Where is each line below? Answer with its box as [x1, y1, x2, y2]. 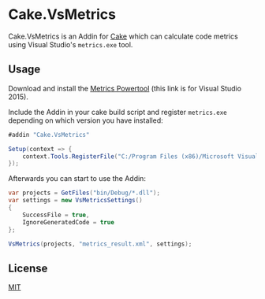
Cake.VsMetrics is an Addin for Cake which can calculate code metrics [8, 31, 238, 41]
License [8, 261, 48, 275]
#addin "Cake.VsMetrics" [8, 131, 90, 138]
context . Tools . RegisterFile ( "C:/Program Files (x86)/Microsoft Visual [22, 152, 259, 161]
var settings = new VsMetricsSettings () [8, 197, 144, 205]
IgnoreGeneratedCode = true [22, 218, 114, 226]
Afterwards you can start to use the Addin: [8, 174, 146, 183]
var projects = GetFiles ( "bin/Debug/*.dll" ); [8, 189, 160, 197]
